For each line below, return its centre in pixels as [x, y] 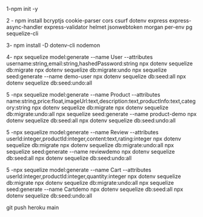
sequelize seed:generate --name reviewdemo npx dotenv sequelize [91, 152]
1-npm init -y [22, 9]
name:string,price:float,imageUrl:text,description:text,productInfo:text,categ [101, 101]
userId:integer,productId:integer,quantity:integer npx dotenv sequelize [94, 176]
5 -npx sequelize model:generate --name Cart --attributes [79, 170]
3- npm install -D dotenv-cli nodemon [53, 45]
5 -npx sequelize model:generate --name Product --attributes [83, 95]
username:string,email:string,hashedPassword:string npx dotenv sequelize [99, 64]
